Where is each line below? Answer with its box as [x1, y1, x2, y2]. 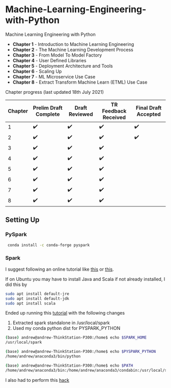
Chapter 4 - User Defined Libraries [12, 57, 87, 63]
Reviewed [68, 111, 93, 118]
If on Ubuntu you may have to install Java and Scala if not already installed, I [5, 276, 165, 282]
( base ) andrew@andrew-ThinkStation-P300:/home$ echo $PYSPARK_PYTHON [5, 349, 156, 354]
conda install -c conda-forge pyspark [7, 242, 90, 248]
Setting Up [5, 216, 40, 224]
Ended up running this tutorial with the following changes [5, 310, 125, 316]
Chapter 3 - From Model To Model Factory [12, 52, 102, 58]
